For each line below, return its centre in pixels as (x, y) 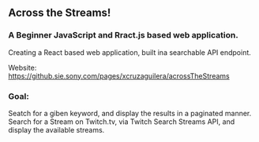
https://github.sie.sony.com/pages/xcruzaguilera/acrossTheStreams (119, 76)
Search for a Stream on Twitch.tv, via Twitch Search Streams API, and (122, 122)
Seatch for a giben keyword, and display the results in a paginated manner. (130, 113)
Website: (23, 67)
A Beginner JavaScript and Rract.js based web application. (123, 35)
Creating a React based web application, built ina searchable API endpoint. (129, 52)
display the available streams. (56, 129)
